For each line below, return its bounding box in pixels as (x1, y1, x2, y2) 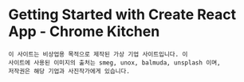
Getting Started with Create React (8, 6, 237, 24)
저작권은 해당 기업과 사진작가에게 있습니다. (8, 67, 130, 75)
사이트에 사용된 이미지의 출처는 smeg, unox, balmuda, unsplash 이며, (8, 58, 221, 67)
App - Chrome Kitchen (8, 22, 160, 41)
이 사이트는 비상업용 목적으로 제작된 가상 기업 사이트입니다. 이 (8, 50, 188, 58)
